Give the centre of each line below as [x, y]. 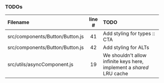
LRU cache [116, 74]
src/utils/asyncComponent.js [41, 65]
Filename [18, 22]
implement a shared [126, 67]
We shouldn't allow [125, 55]
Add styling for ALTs [126, 48]
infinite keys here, [123, 62]
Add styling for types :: [129, 33]
